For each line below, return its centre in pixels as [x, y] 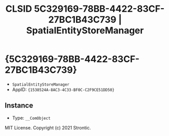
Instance [19, 106]
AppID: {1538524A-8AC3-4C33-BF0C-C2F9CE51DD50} [63, 89]
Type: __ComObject [31, 118]
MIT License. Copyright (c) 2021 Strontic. [48, 127]
